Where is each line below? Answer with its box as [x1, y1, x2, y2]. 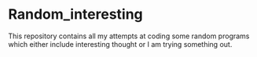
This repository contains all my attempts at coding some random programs [8, 31, 250, 41]
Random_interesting [8, 5, 143, 23]
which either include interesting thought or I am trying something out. [8, 39, 233, 48]
